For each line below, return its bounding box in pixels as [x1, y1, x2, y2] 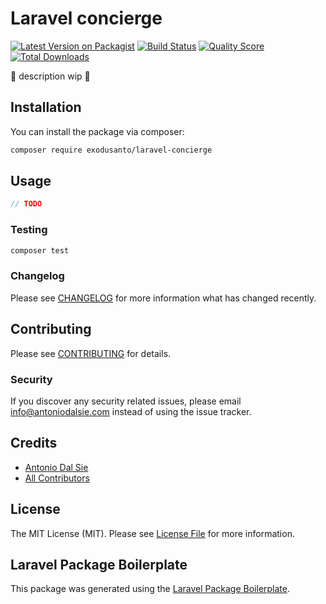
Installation [10, 99, 82, 116]
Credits [10, 435, 58, 452]
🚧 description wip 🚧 [10, 70, 91, 82]
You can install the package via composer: [10, 125, 185, 137]
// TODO [10, 199, 43, 209]
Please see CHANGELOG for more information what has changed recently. [10, 292, 317, 304]
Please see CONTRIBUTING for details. [10, 347, 172, 359]
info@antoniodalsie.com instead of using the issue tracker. [10, 405, 252, 417]
